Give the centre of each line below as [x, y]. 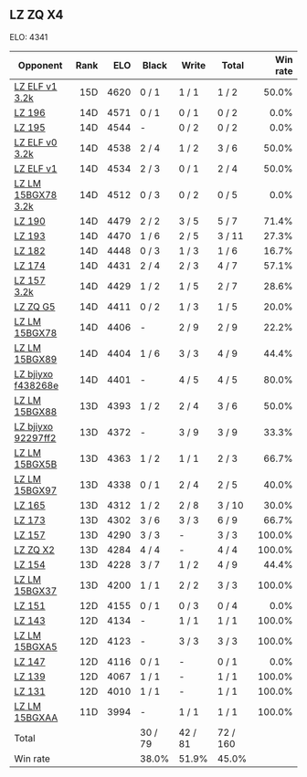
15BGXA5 [36, 646]
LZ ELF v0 [36, 142]
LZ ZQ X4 [37, 15]
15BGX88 [36, 412]
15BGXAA [36, 718]
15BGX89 [36, 359]
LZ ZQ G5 [35, 307]
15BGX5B [36, 464]
